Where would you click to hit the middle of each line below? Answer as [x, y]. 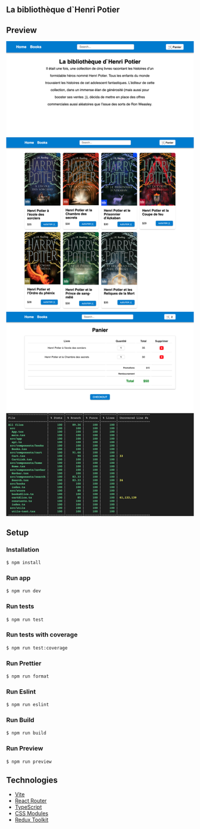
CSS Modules [32, 813]
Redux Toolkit [32, 820]
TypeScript [28, 807]
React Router [31, 801]
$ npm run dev [24, 591]
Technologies [32, 780]
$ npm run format [28, 676]
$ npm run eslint [28, 705]
